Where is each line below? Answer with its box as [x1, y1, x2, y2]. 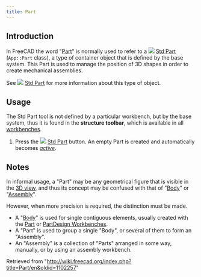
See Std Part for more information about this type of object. [6, 79, 161, 87]
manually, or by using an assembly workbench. [14, 246, 132, 254]
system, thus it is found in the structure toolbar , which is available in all [6, 119, 184, 126]
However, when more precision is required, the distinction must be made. [6, 202, 188, 210]
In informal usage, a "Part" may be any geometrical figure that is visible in [6, 178, 189, 185]
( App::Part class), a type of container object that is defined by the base [6, 54, 184, 61]
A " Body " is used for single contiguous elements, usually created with [14, 214, 188, 222]
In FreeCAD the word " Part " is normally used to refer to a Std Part [6, 48, 176, 55]
